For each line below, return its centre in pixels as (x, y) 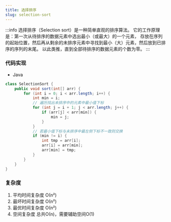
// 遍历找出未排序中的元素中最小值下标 (68, 103)
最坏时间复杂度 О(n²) (35, 201)
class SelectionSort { (29, 84)
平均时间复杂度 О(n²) (35, 195)
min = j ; (60, 117)
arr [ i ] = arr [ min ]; (62, 145)
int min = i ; (46, 98)
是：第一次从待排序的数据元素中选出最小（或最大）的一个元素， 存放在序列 (84, 36)
